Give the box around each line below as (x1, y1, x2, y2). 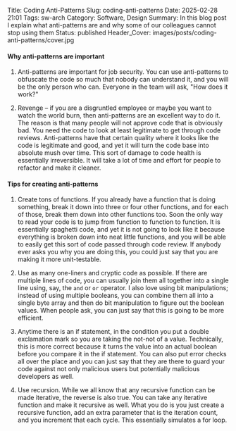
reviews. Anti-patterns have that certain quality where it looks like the (17, 134, 220, 142)
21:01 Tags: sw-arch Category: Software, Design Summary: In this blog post (7, 13, 227, 22)
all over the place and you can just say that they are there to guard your (17, 357, 225, 366)
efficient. (17, 313, 44, 323)
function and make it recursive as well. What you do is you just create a (17, 401, 225, 409)
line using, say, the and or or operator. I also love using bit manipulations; (17, 284, 229, 292)
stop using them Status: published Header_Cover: (7, 28, 151, 37)
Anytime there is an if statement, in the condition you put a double (17, 327, 209, 336)
